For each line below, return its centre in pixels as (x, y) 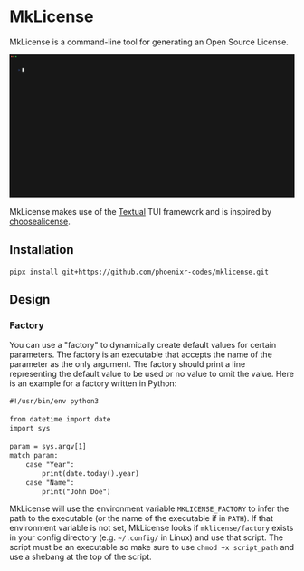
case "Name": (50, 483)
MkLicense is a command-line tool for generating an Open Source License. (149, 42)
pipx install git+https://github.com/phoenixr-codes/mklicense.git (139, 272)
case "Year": (50, 465)
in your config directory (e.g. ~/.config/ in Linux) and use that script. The (146, 537)
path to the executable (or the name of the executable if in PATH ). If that (141, 518)
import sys (30, 429)
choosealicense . (40, 221)
